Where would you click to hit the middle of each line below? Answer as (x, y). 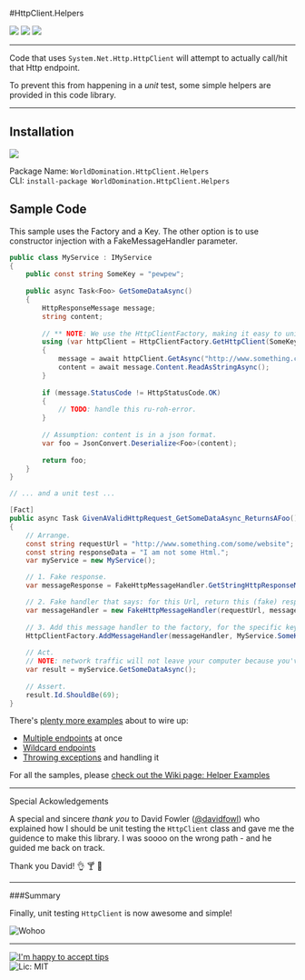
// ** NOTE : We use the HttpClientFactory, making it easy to (162, 334)
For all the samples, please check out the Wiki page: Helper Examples (140, 775)
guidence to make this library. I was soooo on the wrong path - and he (141, 838)
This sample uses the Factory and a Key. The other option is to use (134, 231)
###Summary (35, 895)
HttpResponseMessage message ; (99, 308)
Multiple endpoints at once (72, 738)
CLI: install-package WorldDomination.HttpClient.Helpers (119, 180)
